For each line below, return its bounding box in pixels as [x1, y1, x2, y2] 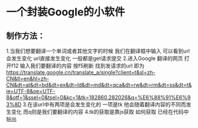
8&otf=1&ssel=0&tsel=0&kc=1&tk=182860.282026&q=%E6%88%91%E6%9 [6, 94, 191, 101]
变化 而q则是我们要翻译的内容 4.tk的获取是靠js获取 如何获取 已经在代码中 [11, 109, 189, 115]
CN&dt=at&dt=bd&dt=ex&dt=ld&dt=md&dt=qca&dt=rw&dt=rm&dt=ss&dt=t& [6, 81, 192, 88]
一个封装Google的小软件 [6, 5, 125, 19]
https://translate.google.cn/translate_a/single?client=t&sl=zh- [6, 69, 155, 76]
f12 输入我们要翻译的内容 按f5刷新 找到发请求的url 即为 [11, 63, 145, 69]
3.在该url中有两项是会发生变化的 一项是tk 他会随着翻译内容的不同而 [22, 101, 186, 108]
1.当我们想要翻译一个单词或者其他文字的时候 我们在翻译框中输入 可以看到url [6, 48, 190, 54]
